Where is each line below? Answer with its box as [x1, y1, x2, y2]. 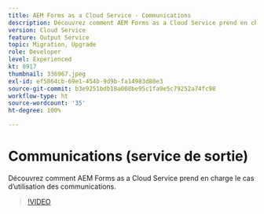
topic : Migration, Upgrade [8, 41, 97, 49]
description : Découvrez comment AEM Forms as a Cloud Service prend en [8, 19, 247, 27]
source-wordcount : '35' [8, 99, 86, 107]
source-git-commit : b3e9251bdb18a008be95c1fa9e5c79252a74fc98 [8, 84, 216, 93]
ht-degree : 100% [8, 107, 61, 115]
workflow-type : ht [8, 92, 68, 100]
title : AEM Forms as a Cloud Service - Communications [8, 11, 192, 20]
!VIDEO [27, 197, 51, 206]
